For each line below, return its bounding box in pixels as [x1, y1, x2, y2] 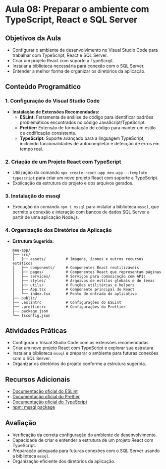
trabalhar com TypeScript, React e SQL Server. [12, 52, 108, 58]
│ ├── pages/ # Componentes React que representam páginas [12, 270, 162, 275]
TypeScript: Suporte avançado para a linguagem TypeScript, [19, 135, 145, 141]
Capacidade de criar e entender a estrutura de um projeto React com [12, 437, 154, 443]
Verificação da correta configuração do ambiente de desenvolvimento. [12, 432, 157, 438]
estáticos [12, 261, 33, 266]
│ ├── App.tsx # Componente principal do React [12, 287, 135, 292]
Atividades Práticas [5, 326, 67, 335]
